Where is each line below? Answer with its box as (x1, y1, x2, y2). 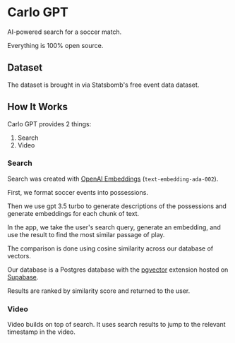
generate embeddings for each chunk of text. (7, 209, 140, 217)
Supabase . (7, 272, 39, 281)
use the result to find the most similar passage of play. (7, 230, 165, 239)
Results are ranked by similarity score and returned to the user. (7, 287, 191, 295)
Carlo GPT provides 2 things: (7, 119, 92, 128)
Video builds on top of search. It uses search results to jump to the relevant (7, 320, 226, 329)
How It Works (7, 101, 68, 113)
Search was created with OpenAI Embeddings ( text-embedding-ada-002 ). (7, 174, 219, 183)
